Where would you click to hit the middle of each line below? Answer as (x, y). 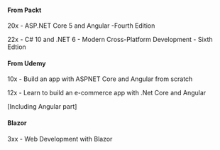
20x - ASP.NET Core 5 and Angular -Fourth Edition (81, 26)
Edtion (17, 47)
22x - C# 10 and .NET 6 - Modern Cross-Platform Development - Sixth (110, 40)
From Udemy (27, 63)
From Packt (24, 10)
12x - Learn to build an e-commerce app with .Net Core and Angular (107, 93)
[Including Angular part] (42, 107)
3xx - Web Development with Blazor (60, 139)
